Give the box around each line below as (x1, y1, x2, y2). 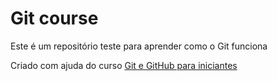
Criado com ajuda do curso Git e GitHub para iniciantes (10, 59, 238, 71)
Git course (10, 7, 99, 30)
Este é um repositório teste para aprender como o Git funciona (10, 40, 268, 52)
